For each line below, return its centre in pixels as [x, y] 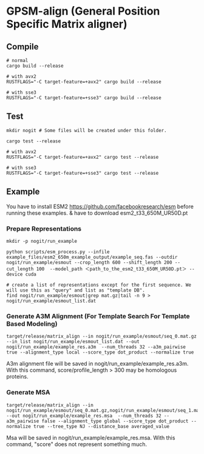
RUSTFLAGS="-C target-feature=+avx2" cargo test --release [83, 157]
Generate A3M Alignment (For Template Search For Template [98, 316]
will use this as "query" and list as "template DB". [76, 290]
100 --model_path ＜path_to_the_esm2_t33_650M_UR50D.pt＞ [111, 269]
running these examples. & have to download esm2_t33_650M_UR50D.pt [97, 213]
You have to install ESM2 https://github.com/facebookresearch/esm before [100, 206]
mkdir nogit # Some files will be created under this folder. [87, 130]
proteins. [17, 377]
